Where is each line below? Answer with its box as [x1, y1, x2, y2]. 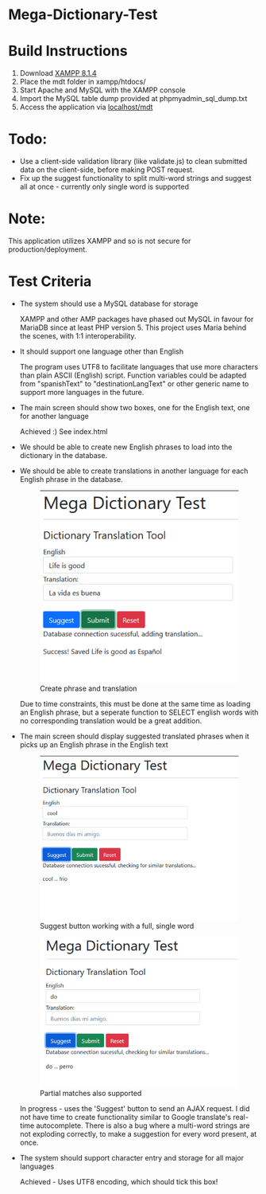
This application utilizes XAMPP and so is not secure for [8, 237, 191, 245]
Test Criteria [8, 272, 92, 291]
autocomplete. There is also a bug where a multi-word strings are [36, 1121, 250, 1130]
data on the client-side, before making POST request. [19, 165, 195, 174]
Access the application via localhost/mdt [19, 102, 153, 112]
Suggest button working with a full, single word [39, 921, 195, 930]
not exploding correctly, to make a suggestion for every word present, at [19, 1129, 257, 1139]
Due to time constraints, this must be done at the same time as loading [19, 699, 251, 708]
